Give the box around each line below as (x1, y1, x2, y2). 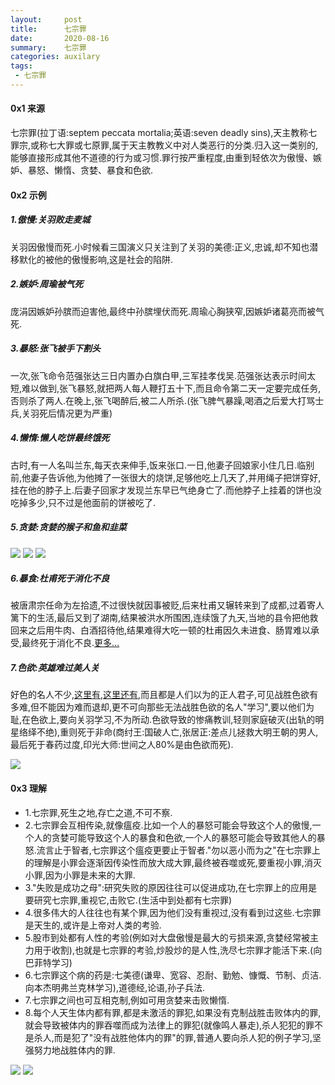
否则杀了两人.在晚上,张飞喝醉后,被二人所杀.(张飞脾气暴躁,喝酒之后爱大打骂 (10, 394, 316, 406)
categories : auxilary (10, 52, 101, 62)
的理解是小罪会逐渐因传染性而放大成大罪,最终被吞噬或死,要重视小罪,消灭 (24, 856, 322, 868)
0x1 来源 (10, 102, 45, 115)
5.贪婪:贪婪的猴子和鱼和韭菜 (10, 521, 127, 533)
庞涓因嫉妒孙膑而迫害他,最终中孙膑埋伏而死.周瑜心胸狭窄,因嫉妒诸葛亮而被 (10, 305, 317, 317)
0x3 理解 (10, 782, 47, 795)
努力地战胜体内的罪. (33, 1044, 116, 1056)
